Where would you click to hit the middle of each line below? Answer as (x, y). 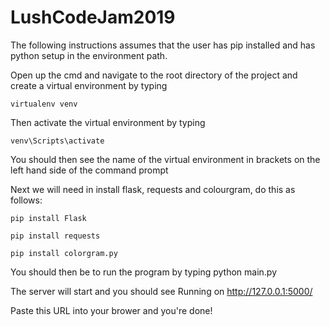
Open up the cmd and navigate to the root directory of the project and (154, 75)
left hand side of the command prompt (89, 170)
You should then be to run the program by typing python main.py (144, 272)
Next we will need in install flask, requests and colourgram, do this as (153, 189)
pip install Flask (48, 218)
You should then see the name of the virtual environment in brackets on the (165, 159)
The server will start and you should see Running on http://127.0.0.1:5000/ (161, 291)
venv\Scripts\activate (57, 141)
